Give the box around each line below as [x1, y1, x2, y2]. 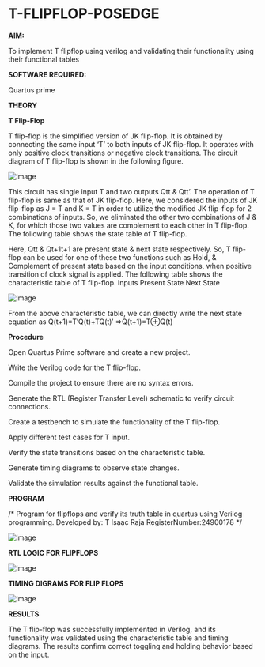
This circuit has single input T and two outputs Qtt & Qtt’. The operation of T [8, 187, 255, 196]
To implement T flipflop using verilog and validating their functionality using [8, 46, 255, 55]
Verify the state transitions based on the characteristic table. [8, 447, 206, 457]
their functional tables [8, 55, 80, 64]
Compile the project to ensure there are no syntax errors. [8, 378, 194, 387]
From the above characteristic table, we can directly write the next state [8, 308, 243, 318]
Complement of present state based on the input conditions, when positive [8, 261, 252, 270]
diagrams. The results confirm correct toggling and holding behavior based [8, 641, 253, 650]
